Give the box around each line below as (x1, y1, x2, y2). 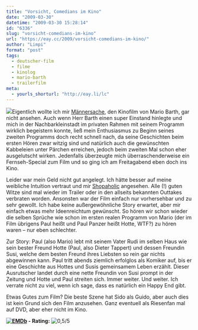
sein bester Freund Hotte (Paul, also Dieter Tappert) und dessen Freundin (6, 244, 185, 251)
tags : (6, 53, 20, 59)
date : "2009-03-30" (6, 14, 54, 20)
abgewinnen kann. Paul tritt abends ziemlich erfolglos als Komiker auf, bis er (6, 257, 192, 264)
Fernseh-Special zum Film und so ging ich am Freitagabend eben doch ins (6, 158, 187, 166)
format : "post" (6, 47, 44, 53)
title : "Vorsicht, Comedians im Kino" (6, 8, 102, 15)
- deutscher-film (11, 58, 54, 64)
